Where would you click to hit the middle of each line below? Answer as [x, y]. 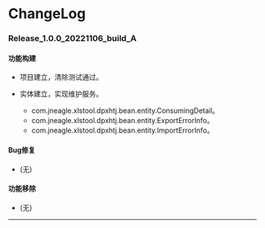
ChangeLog [47, 14]
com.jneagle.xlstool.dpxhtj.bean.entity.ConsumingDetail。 [125, 110]
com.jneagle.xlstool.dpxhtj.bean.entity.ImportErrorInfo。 [123, 130]
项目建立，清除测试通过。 [61, 77]
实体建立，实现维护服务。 [61, 94]
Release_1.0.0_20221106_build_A [72, 39]
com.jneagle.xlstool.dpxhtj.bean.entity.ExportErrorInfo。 [123, 121]
